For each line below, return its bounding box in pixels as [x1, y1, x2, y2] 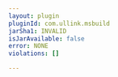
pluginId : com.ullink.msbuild [8, 19, 111, 28]
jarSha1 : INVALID [8, 27, 67, 35]
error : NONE [8, 42, 48, 50]
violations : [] [8, 49, 60, 58]
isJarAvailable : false [8, 34, 85, 43]
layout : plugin [8, 11, 60, 20]
